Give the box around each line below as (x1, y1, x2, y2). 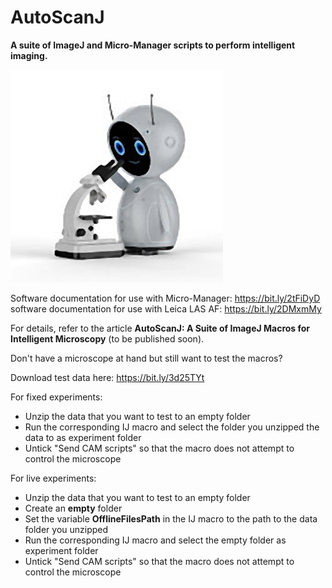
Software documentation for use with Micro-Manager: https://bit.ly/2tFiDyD (10, 292, 321, 304)
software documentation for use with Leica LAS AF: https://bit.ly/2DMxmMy (10, 302, 322, 315)
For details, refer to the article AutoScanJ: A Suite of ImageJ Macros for (10, 322, 311, 334)
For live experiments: (10, 472, 97, 484)
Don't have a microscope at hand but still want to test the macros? (10, 352, 283, 364)
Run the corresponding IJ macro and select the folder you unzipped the (24, 421, 320, 433)
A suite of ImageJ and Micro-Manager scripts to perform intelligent (10, 39, 296, 51)
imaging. (10, 49, 48, 61)
